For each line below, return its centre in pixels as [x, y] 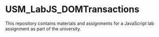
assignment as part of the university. [43, 28]
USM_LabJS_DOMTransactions [72, 9]
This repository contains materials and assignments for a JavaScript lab [80, 23]
